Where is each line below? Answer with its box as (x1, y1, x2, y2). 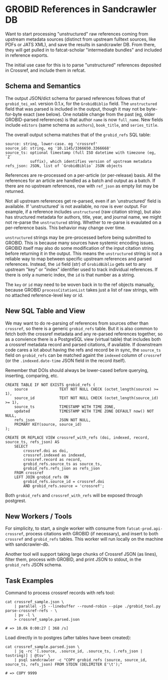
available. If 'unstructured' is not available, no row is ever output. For (5, 203, 147, 209)
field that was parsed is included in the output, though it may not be (5, 106, 145, 112)
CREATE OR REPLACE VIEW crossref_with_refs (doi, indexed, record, (5, 435, 150, 440)
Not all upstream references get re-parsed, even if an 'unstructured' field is (5, 198, 161, 204)
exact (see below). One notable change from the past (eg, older (23, 111, 155, 117)
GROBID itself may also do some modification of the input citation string (5, 245, 154, 251)
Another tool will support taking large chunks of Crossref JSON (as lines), (5, 551, 157, 557)
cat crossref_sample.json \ (5, 600, 64, 605)
